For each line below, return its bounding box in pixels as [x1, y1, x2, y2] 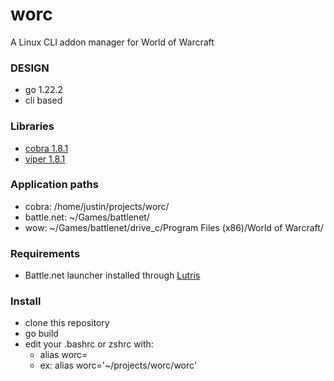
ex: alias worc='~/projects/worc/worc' [39, 359, 198, 372]
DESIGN [10, 61, 50, 75]
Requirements [10, 246, 81, 260]
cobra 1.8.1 [24, 142, 69, 154]
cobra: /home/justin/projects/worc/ [24, 200, 170, 212]
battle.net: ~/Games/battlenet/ [24, 211, 150, 223]
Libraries [10, 119, 55, 133]
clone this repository [24, 317, 110, 329]
